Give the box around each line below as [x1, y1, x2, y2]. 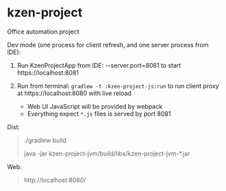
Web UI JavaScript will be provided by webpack [27, 102, 163, 110]
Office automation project [7, 27, 79, 36]
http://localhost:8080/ [23, 176, 86, 184]
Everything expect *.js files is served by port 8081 [27, 110, 171, 118]
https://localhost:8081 [16, 68, 79, 77]
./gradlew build [23, 136, 67, 144]
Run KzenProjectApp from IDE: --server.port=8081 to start [16, 61, 181, 69]
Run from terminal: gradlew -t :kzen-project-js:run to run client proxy [16, 81, 219, 90]
